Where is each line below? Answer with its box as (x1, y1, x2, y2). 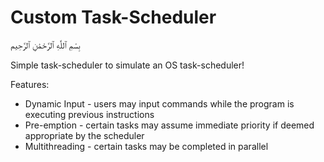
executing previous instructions (24, 108, 155, 120)
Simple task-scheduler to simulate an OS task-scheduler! (10, 59, 245, 71)
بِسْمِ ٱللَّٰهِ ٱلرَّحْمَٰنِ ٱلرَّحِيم (10, 39, 81, 51)
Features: (10, 78, 50, 90)
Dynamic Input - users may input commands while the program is (24, 97, 295, 110)
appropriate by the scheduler (24, 129, 145, 141)
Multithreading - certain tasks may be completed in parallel (24, 140, 269, 152)
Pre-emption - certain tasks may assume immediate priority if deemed (24, 119, 315, 131)
